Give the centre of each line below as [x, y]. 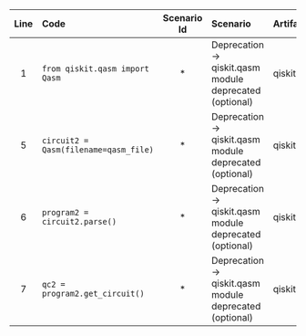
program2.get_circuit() [93, 294]
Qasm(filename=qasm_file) [98, 150]
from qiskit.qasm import [96, 69]
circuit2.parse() [79, 221]
